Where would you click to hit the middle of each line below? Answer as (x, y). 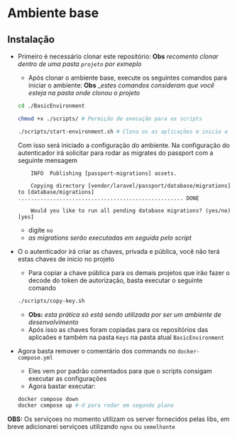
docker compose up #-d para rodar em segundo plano (95, 406)
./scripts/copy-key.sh (51, 301)
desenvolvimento (53, 322)
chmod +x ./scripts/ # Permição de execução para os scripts (110, 119)
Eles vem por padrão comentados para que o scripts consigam (120, 370)
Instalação (31, 39)
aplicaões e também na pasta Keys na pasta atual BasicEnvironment (126, 337)
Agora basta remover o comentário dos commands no (97, 351)
